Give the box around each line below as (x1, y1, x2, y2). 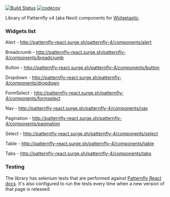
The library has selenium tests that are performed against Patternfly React (5, 175, 162, 181)
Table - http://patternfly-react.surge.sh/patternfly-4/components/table (5, 141, 155, 147)
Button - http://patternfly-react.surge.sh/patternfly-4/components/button (5, 65, 160, 71)
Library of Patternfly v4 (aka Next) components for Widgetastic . (5, 15, 140, 21)
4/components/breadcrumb (5, 54, 64, 61)
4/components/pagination (5, 121, 60, 127)
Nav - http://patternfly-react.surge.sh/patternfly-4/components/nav (5, 105, 148, 111)
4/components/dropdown (5, 80, 60, 86)
